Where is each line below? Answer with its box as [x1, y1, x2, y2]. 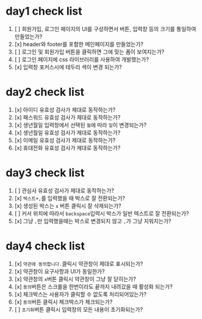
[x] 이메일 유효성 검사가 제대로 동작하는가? [14, 136, 116, 144]
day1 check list [5, 4, 83, 18]
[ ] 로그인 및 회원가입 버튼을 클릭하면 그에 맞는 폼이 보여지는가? [14, 48, 165, 56]
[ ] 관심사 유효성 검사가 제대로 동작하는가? [14, 187, 114, 194]
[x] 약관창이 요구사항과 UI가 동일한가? [14, 267, 105, 275]
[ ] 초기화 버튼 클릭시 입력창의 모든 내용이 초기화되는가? [14, 306, 143, 313]
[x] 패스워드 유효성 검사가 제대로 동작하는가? [14, 113, 121, 121]
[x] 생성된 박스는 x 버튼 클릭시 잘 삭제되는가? [14, 202, 121, 209]
